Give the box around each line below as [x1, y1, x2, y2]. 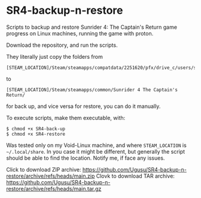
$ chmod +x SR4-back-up [6, 125, 66, 132]
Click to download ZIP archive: [6, 166, 81, 173]
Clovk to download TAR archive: [96, 172, 175, 179]
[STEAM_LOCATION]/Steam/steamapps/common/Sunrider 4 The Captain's [6, 86, 178, 93]
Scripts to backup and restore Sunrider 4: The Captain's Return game [6, 23, 178, 31]
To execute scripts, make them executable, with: [6, 114, 126, 121]
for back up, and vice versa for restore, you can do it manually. [6, 103, 161, 110]
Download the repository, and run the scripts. [6, 41, 118, 49]
